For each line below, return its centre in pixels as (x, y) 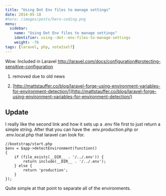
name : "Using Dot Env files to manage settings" (66, 33)
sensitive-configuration (29, 66)
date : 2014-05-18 (23, 14)
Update (17, 112)
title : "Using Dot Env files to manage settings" (58, 10)
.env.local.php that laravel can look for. (45, 135)
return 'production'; (46, 170)
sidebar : (19, 28)
